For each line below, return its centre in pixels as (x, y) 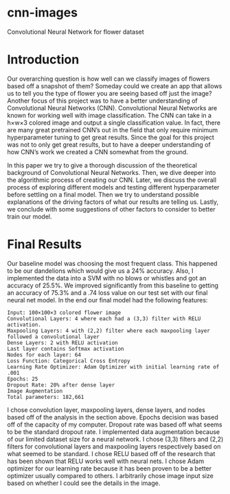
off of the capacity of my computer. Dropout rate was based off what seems (115, 424)
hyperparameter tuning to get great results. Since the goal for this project (111, 137)
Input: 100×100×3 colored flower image (64, 312)
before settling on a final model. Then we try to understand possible (103, 194)
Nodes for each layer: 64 (44, 355)
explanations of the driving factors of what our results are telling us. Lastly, (113, 202)
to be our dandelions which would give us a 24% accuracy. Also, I (100, 271)
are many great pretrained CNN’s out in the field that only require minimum (113, 130)
